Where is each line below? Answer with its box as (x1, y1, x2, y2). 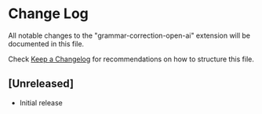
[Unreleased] (8, 77, 75, 90)
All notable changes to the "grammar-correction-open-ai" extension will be (8, 31, 251, 40)
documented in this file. (8, 39, 85, 48)
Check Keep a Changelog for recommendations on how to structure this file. (8, 54, 255, 64)
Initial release (19, 97, 63, 107)
